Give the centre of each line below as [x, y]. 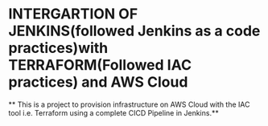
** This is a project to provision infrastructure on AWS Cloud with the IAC [129, 104]
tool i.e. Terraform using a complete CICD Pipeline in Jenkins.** [113, 112]
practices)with [58, 48]
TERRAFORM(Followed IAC [100, 65]
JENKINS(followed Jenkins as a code [134, 31]
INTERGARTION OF [73, 14]
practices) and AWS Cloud [98, 82]
